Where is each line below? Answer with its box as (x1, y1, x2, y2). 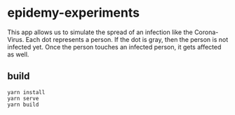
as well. (7, 50, 29, 59)
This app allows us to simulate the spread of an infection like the (7, 28, 193, 36)
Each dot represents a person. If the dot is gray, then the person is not (25, 35, 229, 43)
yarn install (7, 89, 46, 95)
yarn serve (7, 95, 39, 102)
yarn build (7, 101, 39, 108)
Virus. (7, 35, 25, 43)
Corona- (194, 28, 219, 36)
